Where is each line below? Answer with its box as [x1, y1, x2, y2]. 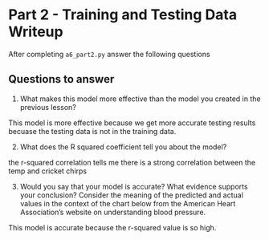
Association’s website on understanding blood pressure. [19, 207, 206, 217]
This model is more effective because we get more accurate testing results [8, 118, 256, 128]
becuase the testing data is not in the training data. [8, 126, 177, 136]
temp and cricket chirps [8, 166, 87, 176]
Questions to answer [8, 72, 115, 86]
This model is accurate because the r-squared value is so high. [8, 222, 217, 232]
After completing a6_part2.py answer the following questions [8, 49, 210, 59]
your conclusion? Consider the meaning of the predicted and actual [19, 190, 243, 200]
